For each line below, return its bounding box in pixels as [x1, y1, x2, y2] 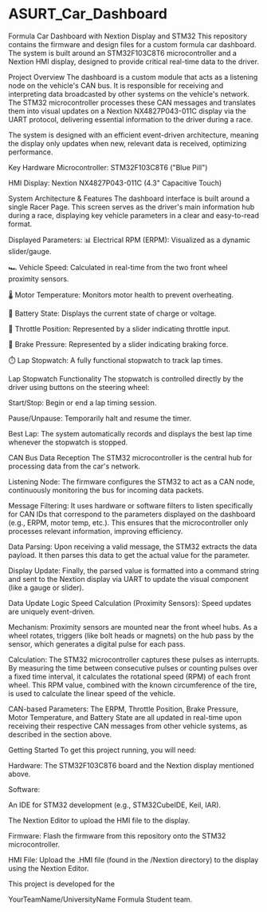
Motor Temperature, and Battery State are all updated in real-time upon [8, 712, 241, 722]
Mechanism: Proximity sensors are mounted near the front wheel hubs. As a [8, 622, 257, 631]
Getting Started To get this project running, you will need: [8, 745, 197, 755]
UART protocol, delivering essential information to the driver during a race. [8, 114, 253, 124]
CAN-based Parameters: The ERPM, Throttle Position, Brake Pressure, [8, 704, 239, 714]
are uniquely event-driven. [8, 607, 96, 616]
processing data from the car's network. [8, 461, 141, 471]
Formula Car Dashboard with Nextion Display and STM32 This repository [8, 31, 248, 41]
